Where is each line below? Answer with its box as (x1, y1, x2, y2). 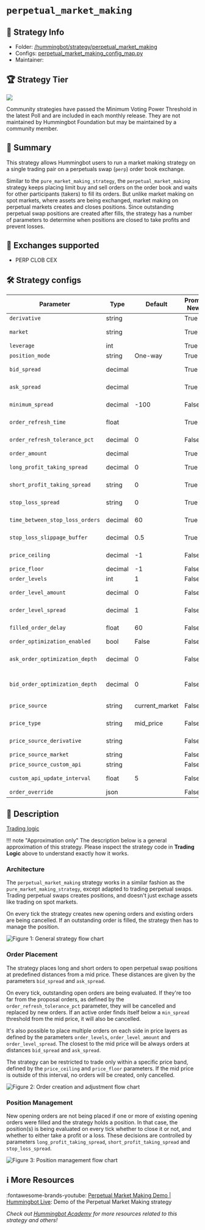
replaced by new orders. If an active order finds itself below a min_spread (6, 1008, 190, 1016)
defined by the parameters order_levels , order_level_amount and (6, 1033, 171, 1040)
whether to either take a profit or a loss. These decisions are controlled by (6, 1132, 192, 1139)
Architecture (6, 864, 45, 873)
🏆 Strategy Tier (6, 75, 68, 85)
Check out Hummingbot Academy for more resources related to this (6, 1210, 178, 1217)
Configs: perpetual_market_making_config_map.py (15, 50, 143, 57)
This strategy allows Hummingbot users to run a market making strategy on (6, 158, 196, 166)
